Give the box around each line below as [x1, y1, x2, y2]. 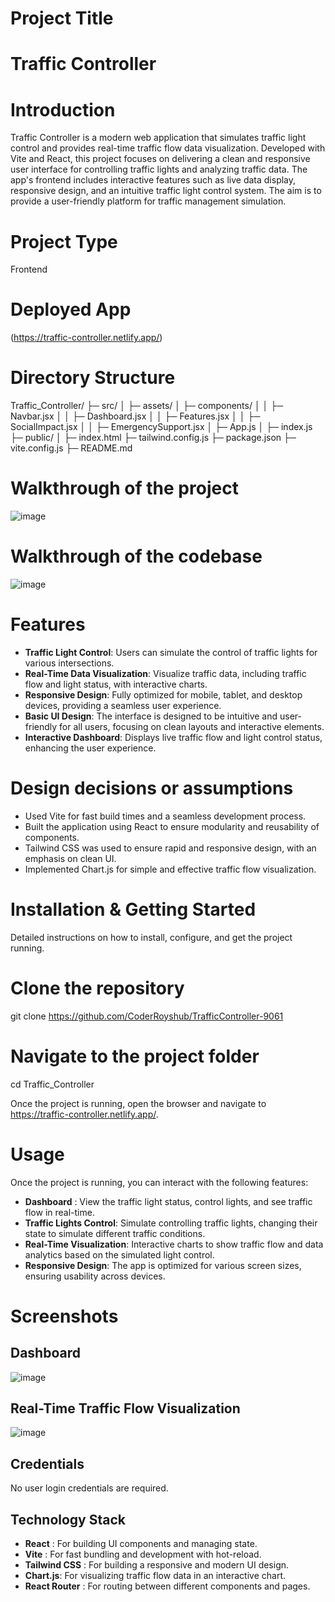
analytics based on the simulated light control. [24, 1248, 215, 1261]
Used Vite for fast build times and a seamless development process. [24, 810, 307, 822]
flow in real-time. [24, 1206, 95, 1218]
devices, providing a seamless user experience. [24, 699, 222, 711]
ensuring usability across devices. [24, 1270, 166, 1282]
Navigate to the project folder [10, 1045, 260, 1067]
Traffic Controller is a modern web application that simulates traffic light [10, 132, 307, 144]
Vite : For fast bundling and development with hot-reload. [24, 1548, 262, 1561]
